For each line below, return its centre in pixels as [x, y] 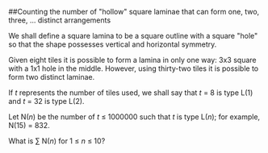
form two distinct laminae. [52, 77]
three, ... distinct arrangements [60, 20]
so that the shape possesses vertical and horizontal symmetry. [113, 44]
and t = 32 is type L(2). [46, 101]
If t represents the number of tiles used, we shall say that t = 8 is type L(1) [131, 93]
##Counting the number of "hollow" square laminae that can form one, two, [134, 12]
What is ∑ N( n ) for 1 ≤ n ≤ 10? [57, 141]
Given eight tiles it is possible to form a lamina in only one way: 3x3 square [132, 60]
